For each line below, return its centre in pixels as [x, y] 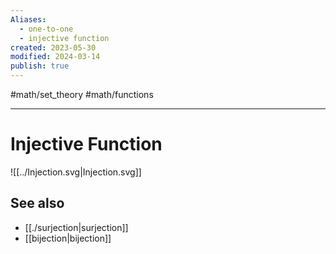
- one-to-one [46, 29]
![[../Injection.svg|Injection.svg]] [76, 172]
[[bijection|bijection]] [68, 238]
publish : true [40, 66]
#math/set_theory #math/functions [82, 94]
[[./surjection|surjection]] [76, 227]
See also [37, 203]
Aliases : [28, 19]
